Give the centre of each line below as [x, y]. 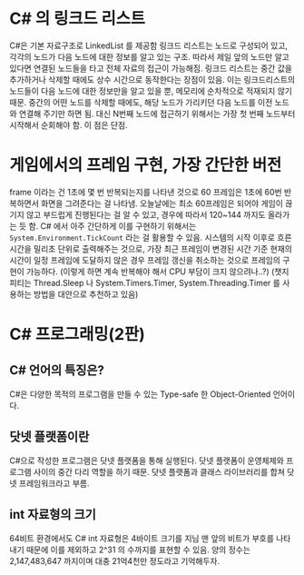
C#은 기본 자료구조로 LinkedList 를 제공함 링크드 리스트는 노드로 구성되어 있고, [149, 45]
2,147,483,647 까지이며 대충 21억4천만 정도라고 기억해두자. [115, 560]
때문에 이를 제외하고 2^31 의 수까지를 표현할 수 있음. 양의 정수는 [138, 550]
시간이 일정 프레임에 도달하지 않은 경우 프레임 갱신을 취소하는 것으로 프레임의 [145, 260]
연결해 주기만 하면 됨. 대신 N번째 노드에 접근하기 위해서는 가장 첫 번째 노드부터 [157, 114]
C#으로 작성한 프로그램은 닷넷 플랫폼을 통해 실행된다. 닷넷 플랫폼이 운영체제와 [147, 461]
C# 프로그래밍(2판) [77, 335]
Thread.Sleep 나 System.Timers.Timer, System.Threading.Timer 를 [157, 283]
